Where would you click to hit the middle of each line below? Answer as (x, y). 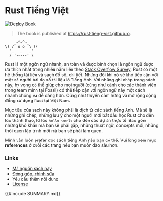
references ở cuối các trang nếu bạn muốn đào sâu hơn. (62, 145)
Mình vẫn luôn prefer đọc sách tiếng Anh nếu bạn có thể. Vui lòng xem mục (81, 140)
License (20, 184)
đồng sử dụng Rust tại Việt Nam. (37, 100)
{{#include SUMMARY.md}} (33, 194)
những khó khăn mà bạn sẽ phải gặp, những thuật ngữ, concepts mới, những (82, 125)
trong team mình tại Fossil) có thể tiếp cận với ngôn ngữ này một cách (75, 90)
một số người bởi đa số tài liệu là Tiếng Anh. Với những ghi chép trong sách (80, 80)
